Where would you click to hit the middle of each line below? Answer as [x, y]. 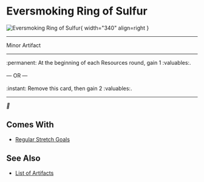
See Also [23, 158]
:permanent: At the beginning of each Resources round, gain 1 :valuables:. [99, 62]
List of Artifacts [34, 173]
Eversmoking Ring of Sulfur [77, 11]
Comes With [30, 125]
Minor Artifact [24, 45]
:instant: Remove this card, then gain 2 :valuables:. [69, 88]
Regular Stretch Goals [42, 139]
